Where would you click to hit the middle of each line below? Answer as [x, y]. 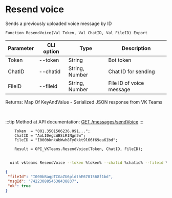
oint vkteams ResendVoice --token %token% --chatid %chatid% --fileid [87, 163]
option [51, 51]
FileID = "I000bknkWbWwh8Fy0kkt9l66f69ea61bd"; [66, 140]
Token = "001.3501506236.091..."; [52, 131]
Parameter [21, 48]
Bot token [120, 60]
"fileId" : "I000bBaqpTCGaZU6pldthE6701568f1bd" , [60, 177]
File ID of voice [126, 83]
